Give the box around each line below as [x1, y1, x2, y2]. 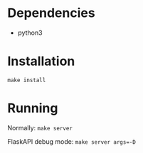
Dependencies [7, 5, 95, 21]
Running [7, 101, 58, 116]
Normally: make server [7, 123, 73, 132]
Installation [7, 53, 75, 69]
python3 [17, 28, 43, 37]
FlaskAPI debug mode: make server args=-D [7, 137, 137, 146]
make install [7, 76, 46, 84]
